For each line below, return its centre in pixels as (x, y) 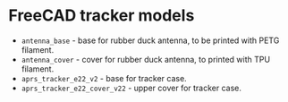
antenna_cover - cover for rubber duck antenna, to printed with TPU (145, 59)
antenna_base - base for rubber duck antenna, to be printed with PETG (150, 40)
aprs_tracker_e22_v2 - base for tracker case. (104, 78)
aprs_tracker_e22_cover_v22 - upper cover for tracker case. (131, 88)
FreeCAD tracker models (102, 16)
